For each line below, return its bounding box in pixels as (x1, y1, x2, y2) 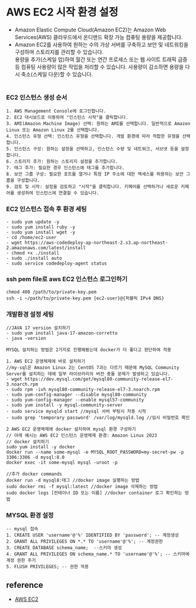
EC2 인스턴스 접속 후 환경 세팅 (6, 205, 87, 214)
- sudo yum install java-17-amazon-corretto (6, 330, 118, 336)
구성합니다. (17, 177, 40, 184)
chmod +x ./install (11, 250, 60, 256)
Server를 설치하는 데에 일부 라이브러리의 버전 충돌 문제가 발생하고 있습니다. (6, 371, 171, 377)
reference (6, 580, 43, 590)
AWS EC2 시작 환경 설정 (6, 5, 118, 19)
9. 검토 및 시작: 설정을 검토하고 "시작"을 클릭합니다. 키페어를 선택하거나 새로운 (6, 184, 179, 190)
